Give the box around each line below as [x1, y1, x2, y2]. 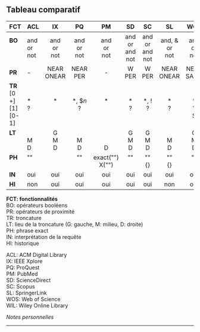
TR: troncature [6, 214, 42, 221]
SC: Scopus [6, 283, 35, 290]
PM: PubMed [6, 270, 38, 277]
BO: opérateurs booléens [6, 201, 68, 209]
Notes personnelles [6, 313, 54, 321]
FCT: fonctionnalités [6, 195, 58, 202]
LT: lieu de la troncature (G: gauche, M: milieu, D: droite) [6, 221, 143, 228]
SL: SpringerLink [6, 289, 47, 296]
